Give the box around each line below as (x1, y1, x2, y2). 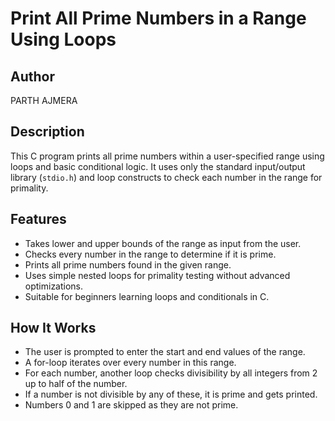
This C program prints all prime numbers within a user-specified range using (10, 150, 325, 162)
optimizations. (24, 280, 84, 292)
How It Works (10, 320, 97, 337)
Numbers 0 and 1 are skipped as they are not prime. (24, 399, 239, 411)
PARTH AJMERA (10, 95, 78, 106)
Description (10, 123, 85, 141)
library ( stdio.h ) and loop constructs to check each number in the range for (10, 171, 323, 183)
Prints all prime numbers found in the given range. (24, 258, 232, 271)
